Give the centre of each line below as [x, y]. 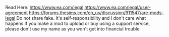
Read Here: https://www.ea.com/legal [44, 7]
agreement [17, 13]
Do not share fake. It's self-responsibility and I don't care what [81, 18]
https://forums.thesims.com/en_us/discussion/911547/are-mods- [96, 13]
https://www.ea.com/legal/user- [118, 7]
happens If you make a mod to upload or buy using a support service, [78, 23]
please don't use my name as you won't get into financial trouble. [73, 29]
